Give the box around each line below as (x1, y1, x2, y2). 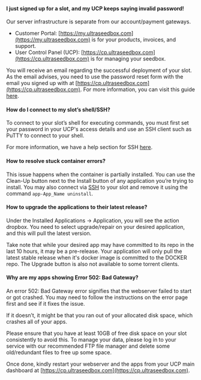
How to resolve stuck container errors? (6, 158, 106, 164)
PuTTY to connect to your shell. (6, 132, 85, 139)
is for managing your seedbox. (90, 55, 166, 62)
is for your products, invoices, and (91, 36, 176, 43)
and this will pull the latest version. (6, 230, 92, 237)
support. (14, 43, 37, 50)
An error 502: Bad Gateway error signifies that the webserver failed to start (6, 288, 192, 295)
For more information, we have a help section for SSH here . (6, 144, 153, 151)
